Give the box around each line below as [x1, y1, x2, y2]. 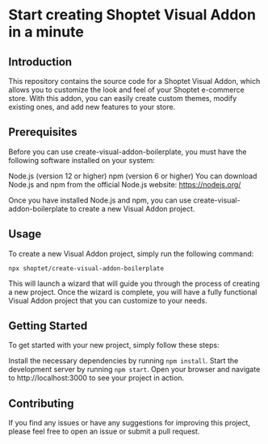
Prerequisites [8, 125, 77, 139]
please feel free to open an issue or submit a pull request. [8, 426, 200, 437]
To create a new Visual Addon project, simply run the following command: [8, 249, 254, 258]
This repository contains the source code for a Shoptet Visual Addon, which [8, 77, 261, 86]
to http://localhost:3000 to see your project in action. [8, 373, 184, 383]
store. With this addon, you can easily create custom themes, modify [8, 94, 237, 103]
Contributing [8, 396, 74, 410]
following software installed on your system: [8, 155, 156, 165]
